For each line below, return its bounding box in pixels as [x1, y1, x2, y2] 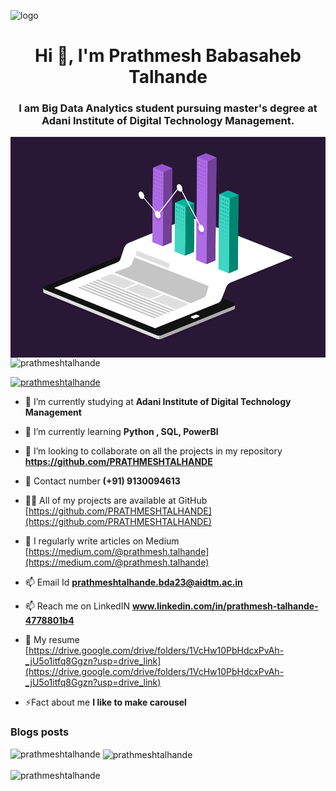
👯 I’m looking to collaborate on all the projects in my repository [24, 445, 283, 457]
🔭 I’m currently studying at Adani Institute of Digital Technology [24, 396, 292, 408]
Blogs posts [10, 725, 70, 739]
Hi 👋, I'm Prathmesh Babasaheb [34, 45, 302, 67]
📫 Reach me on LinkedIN [24, 600, 130, 612]
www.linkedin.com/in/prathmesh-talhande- [131, 600, 319, 612]
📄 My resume [24, 634, 80, 646]
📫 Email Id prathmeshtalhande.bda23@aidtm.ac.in [24, 576, 243, 589]
